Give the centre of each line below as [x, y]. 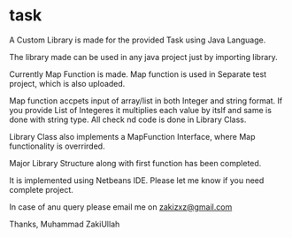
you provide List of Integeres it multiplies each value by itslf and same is [141, 110]
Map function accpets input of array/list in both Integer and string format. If [146, 100]
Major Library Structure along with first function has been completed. [135, 163]
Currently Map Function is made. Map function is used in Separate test [138, 74]
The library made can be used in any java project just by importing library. [144, 57]
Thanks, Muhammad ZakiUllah [65, 224]
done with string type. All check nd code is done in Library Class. [128, 119]
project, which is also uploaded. [67, 83]
